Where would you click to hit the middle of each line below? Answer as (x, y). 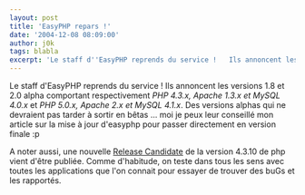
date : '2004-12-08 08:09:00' (64, 34)
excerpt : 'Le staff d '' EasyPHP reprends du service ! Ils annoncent (146, 60)
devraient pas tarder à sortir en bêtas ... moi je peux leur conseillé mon (142, 115)
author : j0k (32, 43)
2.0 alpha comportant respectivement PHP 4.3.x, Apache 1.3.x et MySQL (145, 95)
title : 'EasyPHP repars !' (60, 26)
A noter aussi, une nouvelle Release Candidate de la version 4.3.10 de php (148, 151)
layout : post (34, 18)
